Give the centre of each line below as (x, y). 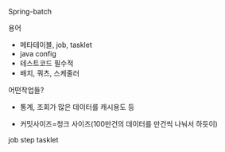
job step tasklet (33, 140)
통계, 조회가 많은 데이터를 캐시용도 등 (77, 107)
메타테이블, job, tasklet (56, 45)
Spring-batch (30, 12)
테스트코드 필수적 (47, 63)
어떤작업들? (26, 90)
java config (38, 54)
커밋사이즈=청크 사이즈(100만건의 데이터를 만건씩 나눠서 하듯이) (119, 124)
